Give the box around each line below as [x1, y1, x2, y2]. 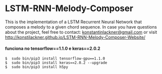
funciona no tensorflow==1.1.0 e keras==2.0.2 [5, 45, 100, 51]
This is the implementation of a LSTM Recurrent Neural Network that [5, 19, 142, 25]
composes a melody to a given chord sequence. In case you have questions [5, 24, 157, 30]
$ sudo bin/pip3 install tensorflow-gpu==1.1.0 [5, 56, 105, 61]
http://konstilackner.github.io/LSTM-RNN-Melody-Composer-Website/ [5, 34, 146, 40]
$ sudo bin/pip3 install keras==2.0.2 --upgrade [5, 60, 108, 65]
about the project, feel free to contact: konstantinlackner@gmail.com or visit [5, 29, 158, 35]
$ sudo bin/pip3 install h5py [5, 65, 68, 70]
